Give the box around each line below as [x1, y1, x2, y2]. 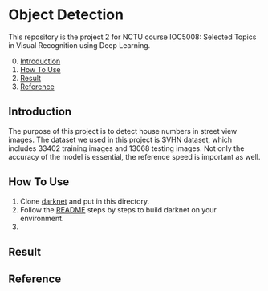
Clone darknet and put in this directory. [19, 196, 150, 206]
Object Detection [8, 6, 124, 24]
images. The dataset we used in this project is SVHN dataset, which [8, 135, 233, 144]
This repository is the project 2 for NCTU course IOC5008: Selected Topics [8, 32, 257, 42]
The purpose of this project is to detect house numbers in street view [8, 126, 238, 135]
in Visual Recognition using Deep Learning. [8, 40, 151, 50]
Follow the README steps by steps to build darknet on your [19, 204, 217, 214]
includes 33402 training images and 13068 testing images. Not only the [8, 143, 245, 153]
